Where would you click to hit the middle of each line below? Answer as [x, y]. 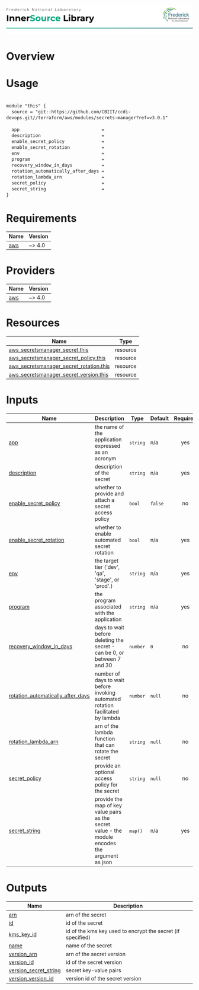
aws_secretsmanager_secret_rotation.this [59, 366]
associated [108, 607]
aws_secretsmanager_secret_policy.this [57, 358]
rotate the [106, 751]
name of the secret [89, 946]
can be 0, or [109, 653]
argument [106, 856]
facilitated [107, 711]
